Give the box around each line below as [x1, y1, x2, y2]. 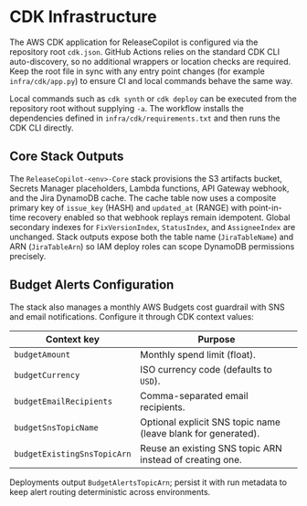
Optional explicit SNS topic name [140, 416, 281, 428]
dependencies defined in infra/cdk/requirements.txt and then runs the [9, 112, 281, 123]
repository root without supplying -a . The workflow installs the [9, 102, 244, 113]
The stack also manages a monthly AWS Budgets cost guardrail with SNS [9, 301, 285, 312]
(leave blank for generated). [140, 427, 260, 439]
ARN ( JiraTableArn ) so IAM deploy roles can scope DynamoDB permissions [9, 240, 295, 252]
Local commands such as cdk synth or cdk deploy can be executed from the [9, 93, 297, 104]
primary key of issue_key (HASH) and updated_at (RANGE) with [9, 202, 248, 213]
